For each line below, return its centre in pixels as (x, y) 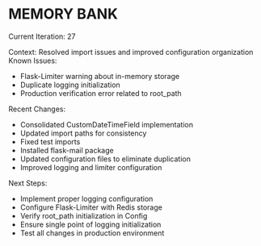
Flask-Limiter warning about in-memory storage (100, 76)
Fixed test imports (50, 141)
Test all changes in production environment (92, 233)
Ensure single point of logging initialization (91, 224)
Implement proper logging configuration (86, 198)
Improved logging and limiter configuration (91, 167)
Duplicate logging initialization (70, 85)
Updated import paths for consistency (83, 133)
